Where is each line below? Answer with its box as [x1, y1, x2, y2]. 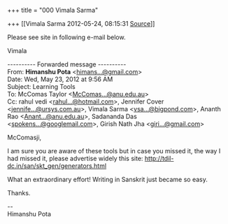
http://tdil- [144, 154, 174, 162]
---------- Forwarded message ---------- [7, 60, 127, 69]
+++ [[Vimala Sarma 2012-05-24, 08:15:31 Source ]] [7, 20, 155, 27]
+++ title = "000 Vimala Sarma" [7, 6, 99, 14]
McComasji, [7, 133, 42, 141]
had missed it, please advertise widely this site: [7, 154, 143, 162]
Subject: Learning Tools [7, 83, 76, 90]
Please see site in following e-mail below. [7, 33, 126, 41]
